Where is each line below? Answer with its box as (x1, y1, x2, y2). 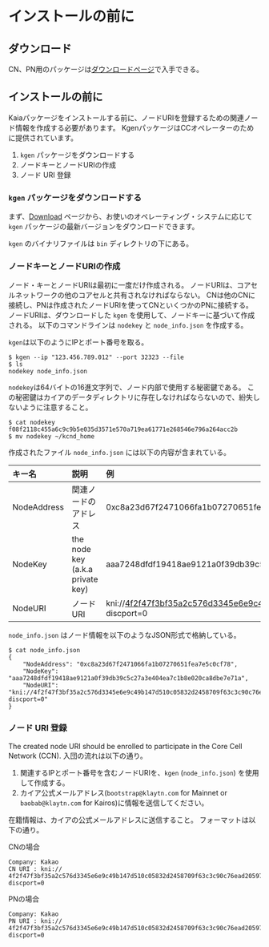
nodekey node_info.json (8, 368, 88, 376)
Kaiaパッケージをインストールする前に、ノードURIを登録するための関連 (8, 113, 244, 123)
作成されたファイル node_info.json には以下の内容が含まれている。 (8, 448, 231, 457)
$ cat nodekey (8, 418, 56, 427)
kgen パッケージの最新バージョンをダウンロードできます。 (8, 222, 199, 232)
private (71, 574, 98, 585)
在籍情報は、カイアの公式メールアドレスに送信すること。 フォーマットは (8, 815, 249, 824)
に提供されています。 (8, 133, 78, 143)
